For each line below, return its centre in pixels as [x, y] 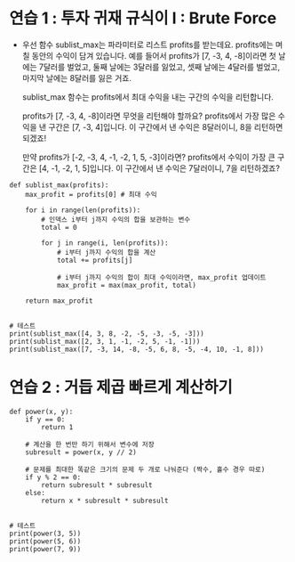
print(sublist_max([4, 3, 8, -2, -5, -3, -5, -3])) [107, 334]
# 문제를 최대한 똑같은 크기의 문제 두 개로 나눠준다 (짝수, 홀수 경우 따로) [145, 469]
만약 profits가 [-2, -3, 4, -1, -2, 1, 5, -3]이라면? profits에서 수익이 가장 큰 [148, 157]
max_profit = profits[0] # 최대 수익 [91, 194]
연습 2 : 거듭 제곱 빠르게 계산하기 [121, 387]
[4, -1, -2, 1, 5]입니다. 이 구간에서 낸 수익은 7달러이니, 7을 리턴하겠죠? [159, 168]
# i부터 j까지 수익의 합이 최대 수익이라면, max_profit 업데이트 [161, 277]
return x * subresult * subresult [105, 501]
